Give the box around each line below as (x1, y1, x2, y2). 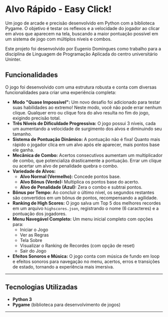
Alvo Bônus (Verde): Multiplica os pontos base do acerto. (19, 178, 139, 184)
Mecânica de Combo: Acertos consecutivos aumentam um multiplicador (12, 152, 163, 158)
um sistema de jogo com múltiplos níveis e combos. (5, 36, 112, 42)
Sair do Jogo (19, 247, 46, 253)
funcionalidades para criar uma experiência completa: (5, 89, 116, 95)
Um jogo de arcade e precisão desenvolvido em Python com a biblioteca (5, 20, 155, 26)
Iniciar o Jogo (19, 226, 48, 232)
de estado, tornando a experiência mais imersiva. (12, 263, 114, 269)
